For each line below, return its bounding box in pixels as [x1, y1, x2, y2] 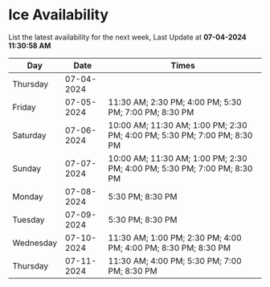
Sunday [12, 162, 42, 174]
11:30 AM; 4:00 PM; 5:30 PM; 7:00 [108, 255, 243, 266]
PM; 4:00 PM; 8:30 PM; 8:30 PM [108, 242, 231, 253]
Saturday [12, 129, 47, 141]
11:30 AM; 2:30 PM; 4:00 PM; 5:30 [108, 96, 243, 108]
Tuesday [12, 214, 45, 225]
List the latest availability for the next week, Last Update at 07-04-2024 [8, 32, 247, 42]
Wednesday [12, 237, 58, 248]
